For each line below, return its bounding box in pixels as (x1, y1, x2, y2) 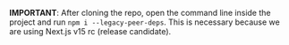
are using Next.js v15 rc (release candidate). (9, 26, 172, 36)
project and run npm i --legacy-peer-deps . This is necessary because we (9, 17, 280, 27)
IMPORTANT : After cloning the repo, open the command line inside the (9, 8, 271, 18)
